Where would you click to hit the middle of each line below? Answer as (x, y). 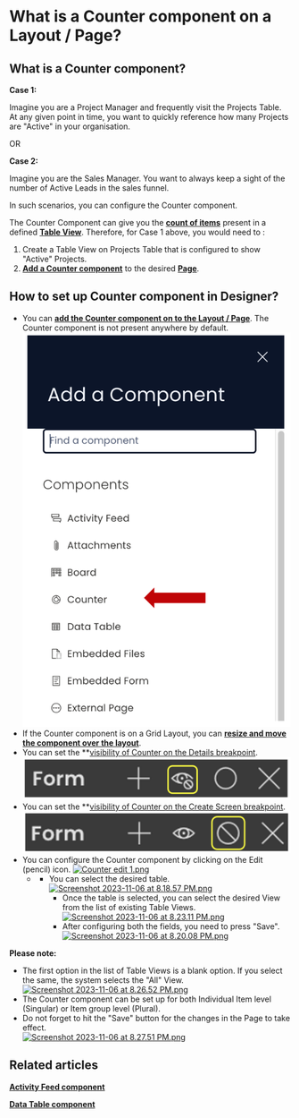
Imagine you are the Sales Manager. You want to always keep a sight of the (147, 178)
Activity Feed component (57, 1087)
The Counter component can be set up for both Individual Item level (147, 999)
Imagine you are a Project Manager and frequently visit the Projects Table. (145, 107)
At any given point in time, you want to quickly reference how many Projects (149, 117)
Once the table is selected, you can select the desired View (171, 898)
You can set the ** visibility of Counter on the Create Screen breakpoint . (154, 806)
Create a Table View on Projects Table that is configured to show (141, 249)
